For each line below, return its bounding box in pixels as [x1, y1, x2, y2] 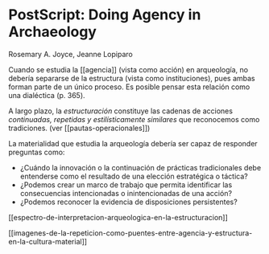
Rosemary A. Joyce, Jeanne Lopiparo [8, 49, 133, 59]
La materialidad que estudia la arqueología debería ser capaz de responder [8, 138, 258, 148]
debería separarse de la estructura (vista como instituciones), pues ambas [8, 73, 255, 83]
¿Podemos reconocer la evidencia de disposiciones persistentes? [19, 197, 238, 207]
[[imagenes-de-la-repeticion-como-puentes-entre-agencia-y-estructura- [8, 227, 253, 238]
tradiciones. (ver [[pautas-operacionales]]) [8, 123, 151, 133]
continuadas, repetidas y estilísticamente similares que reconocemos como [8, 114, 260, 124]
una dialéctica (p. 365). [8, 90, 86, 100]
